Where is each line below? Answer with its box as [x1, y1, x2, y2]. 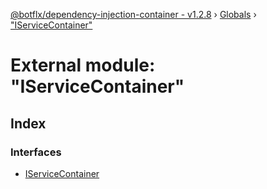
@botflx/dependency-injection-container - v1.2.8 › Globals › [10, 9, 257, 20]
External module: [10, 54, 156, 77]
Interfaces [10, 145, 62, 159]
